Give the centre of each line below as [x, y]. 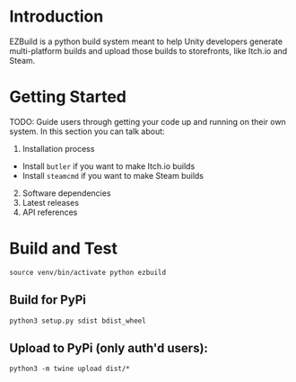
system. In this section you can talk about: [87, 131]
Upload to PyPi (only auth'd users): [109, 348]
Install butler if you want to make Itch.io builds [109, 166]
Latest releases [50, 202]
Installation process [58, 148]
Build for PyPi [48, 300]
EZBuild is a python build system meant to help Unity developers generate [146, 41]
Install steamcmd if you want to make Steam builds [113, 175]
